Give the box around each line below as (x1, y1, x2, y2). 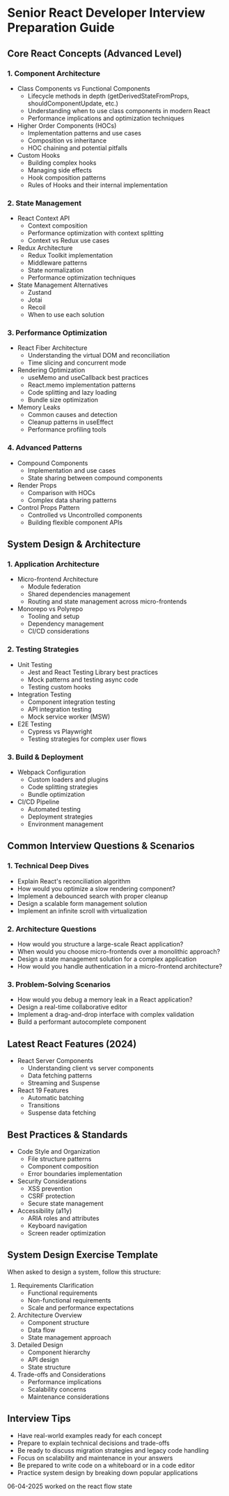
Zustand (27, 288, 52, 297)
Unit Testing (17, 660, 52, 668)
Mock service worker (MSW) (27, 712, 111, 721)
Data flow (27, 1326, 56, 1334)
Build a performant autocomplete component (17, 1018, 147, 1026)
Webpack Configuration (17, 768, 86, 777)
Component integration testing (27, 697, 116, 706)
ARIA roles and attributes (27, 1214, 100, 1222)
